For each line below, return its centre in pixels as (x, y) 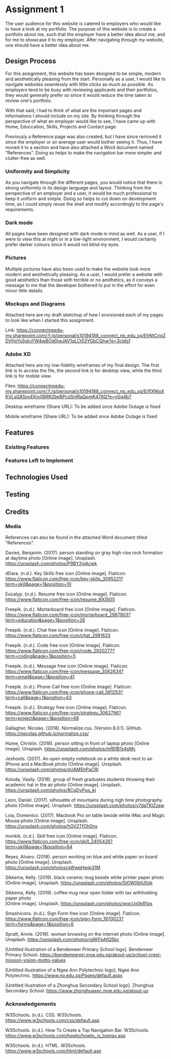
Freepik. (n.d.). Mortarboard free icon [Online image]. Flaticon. (71, 609)
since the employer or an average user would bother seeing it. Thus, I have (84, 142)
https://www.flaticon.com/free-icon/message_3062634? (64, 671)
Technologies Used (36, 477)
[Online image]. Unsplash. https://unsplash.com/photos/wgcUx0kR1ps (79, 903)
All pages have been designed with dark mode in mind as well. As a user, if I (85, 234)
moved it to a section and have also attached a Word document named (79, 147)
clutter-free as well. (26, 158)
